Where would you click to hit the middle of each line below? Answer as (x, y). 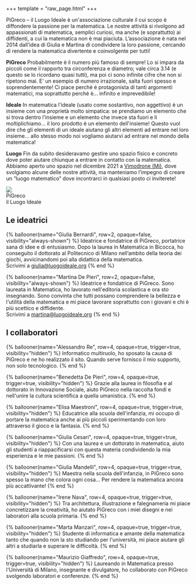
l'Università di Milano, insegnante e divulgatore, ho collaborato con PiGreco (97, 569)
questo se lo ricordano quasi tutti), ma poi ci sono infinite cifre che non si (94, 75)
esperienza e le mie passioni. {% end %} (55, 455)
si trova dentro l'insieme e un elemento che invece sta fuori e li (82, 117)
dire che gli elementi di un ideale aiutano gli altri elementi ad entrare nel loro (97, 130)
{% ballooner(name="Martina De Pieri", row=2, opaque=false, (81, 277)
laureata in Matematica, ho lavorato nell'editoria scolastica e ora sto (87, 289)
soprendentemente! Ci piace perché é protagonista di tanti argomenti (89, 87)
